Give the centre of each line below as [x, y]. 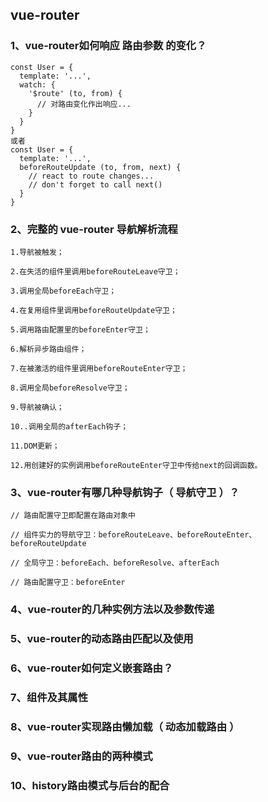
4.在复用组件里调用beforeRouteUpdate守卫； [94, 310]
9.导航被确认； [37, 407]
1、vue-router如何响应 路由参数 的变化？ [108, 46]
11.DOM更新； [35, 446]
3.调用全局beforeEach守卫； [63, 291]
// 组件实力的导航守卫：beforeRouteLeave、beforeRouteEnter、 [133, 535]
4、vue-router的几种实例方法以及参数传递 [112, 610]
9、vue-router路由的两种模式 [81, 756]
